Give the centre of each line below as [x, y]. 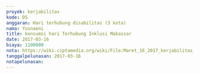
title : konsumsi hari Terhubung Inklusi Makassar [69, 34]
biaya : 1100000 [25, 45]
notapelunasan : [25, 61]
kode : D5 [17, 17]
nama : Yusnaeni [25, 28]
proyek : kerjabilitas [33, 12]
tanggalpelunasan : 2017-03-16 [44, 56]
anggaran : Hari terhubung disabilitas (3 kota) [66, 23]
